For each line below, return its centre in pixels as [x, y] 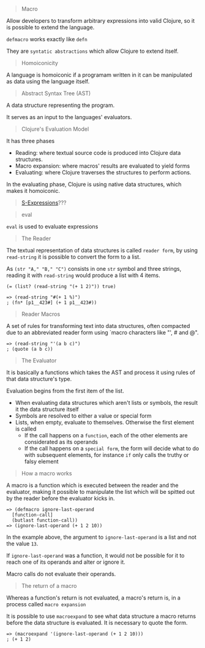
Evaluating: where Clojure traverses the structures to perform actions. [103, 172]
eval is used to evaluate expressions [52, 226]
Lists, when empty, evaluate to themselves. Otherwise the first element [105, 422]
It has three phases [31, 141]
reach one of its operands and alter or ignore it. [66, 562]
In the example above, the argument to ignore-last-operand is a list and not [102, 537]
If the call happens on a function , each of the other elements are [106, 435]
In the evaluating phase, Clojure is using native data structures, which [94, 184]
